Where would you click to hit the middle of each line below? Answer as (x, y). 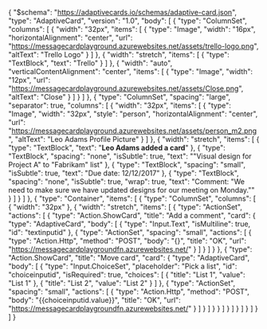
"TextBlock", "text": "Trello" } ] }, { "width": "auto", (90, 63)
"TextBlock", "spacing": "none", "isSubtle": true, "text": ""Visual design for (130, 156)
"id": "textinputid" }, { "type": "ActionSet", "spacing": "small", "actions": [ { (130, 232)
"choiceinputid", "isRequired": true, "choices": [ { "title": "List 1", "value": (127, 274)
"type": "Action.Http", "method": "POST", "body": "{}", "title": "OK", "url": (128, 241)
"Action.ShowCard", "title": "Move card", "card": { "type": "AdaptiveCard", (129, 258)
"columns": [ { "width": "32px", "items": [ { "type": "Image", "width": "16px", (132, 29)
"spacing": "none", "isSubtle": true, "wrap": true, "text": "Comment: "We (127, 182)
